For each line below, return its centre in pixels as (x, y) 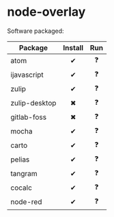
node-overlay (46, 12)
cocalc (22, 188)
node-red (26, 202)
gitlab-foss (28, 117)
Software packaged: (35, 31)
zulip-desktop (33, 103)
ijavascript (27, 75)
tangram (24, 174)
